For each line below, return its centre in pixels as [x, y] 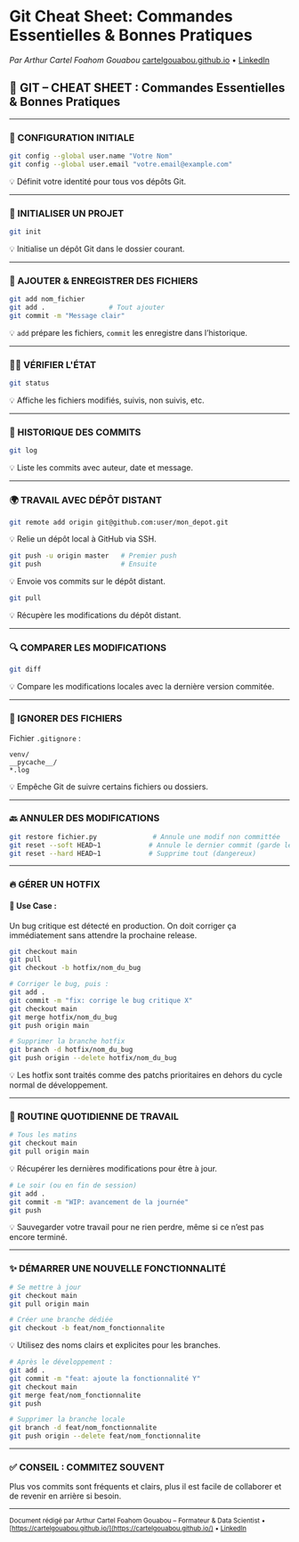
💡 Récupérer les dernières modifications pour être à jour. [113, 1168]
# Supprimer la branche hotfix [67, 1041]
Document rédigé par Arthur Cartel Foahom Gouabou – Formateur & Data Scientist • [137, 1521]
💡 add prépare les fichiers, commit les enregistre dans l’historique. [128, 332]
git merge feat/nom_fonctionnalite [75, 1395]
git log [24, 451]
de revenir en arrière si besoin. [65, 1496]
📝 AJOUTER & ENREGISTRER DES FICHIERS [104, 281]
